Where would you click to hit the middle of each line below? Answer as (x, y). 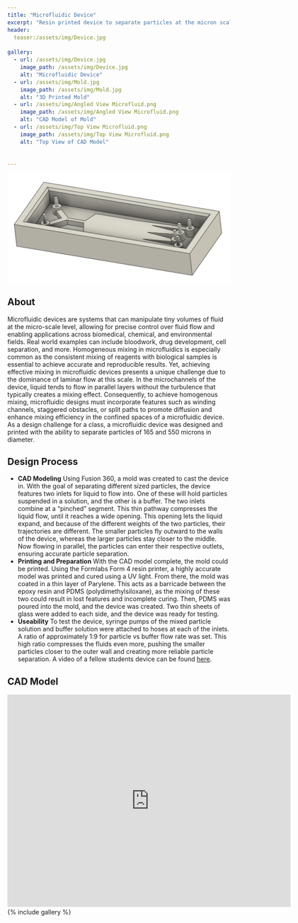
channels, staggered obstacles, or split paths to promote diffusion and (110, 409)
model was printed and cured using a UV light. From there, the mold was (123, 576)
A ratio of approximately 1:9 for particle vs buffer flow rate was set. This (122, 636)
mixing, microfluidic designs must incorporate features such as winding (111, 402)
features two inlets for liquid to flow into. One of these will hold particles (122, 494)
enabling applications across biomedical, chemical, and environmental (110, 334)
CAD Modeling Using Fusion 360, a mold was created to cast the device (123, 478)
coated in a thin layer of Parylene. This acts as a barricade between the (122, 584)
